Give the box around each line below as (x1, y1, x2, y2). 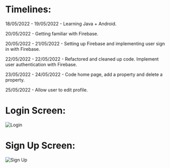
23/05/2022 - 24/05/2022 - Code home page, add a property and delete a (5, 71, 163, 78)
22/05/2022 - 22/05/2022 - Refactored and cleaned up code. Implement (5, 55, 159, 62)
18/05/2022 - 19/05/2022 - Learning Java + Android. (5, 21, 117, 27)
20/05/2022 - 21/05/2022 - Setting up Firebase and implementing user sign (5, 40, 165, 47)
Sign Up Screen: (5, 140, 76, 152)
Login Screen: (5, 105, 66, 117)
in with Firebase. (5, 46, 40, 52)
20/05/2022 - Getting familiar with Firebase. (5, 30, 99, 36)
